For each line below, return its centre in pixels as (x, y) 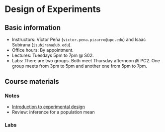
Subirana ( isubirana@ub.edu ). (42, 45)
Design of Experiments (53, 9)
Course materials (32, 81)
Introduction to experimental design (48, 107)
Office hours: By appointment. (43, 50)
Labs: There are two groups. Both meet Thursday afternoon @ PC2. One (86, 61)
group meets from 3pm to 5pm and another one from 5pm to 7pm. (79, 66)
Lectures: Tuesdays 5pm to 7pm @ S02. (53, 55)
